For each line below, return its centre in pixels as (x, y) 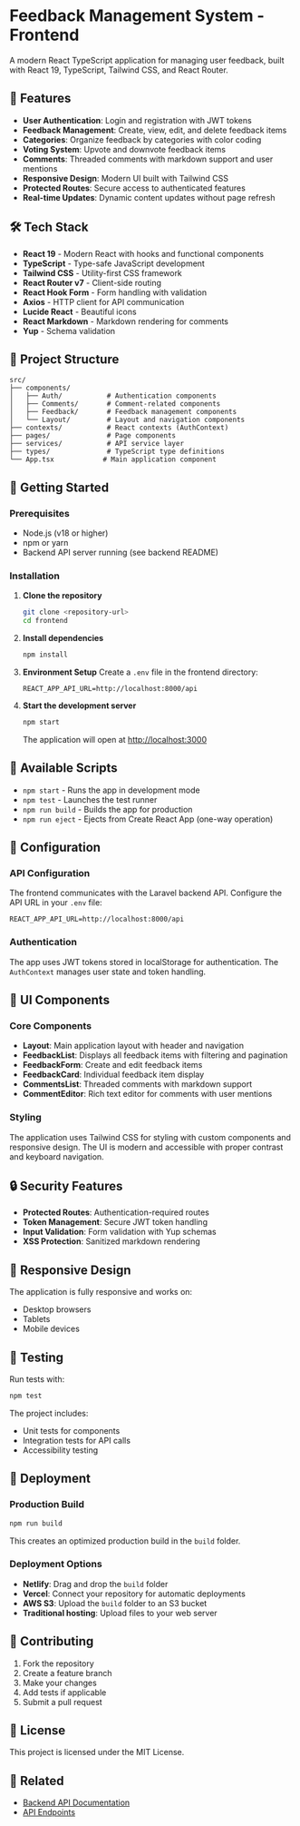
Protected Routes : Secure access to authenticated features (134, 188)
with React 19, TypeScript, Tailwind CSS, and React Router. (119, 70)
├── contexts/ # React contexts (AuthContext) (119, 428)
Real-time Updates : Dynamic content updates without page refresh (149, 197)
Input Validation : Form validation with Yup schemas (119, 1232)
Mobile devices (51, 1329)
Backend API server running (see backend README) (121, 553)
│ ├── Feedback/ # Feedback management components (123, 412)
